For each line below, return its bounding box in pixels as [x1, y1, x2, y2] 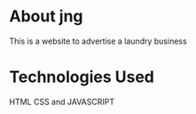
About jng [9, 6, 83, 27]
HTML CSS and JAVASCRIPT [9, 96, 115, 107]
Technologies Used [9, 67, 155, 87]
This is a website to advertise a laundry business [9, 36, 188, 46]
